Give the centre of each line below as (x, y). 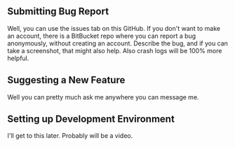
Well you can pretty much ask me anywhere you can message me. (103, 97)
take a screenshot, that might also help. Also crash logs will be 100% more (115, 50)
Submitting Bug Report (58, 12)
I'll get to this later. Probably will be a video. (70, 136)
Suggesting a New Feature (66, 80)
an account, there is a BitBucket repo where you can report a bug (102, 36)
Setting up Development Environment (91, 119)
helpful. (18, 58)
